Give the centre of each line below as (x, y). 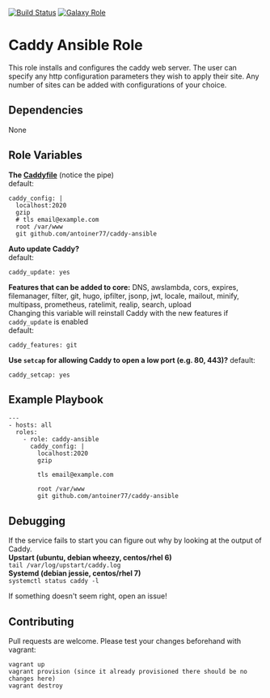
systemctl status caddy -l (54, 581)
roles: (27, 432)
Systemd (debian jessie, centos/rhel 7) (75, 573)
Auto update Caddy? (44, 249)
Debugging (37, 521)
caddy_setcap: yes (39, 375)
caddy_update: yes (39, 272)
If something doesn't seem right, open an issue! (88, 596)
